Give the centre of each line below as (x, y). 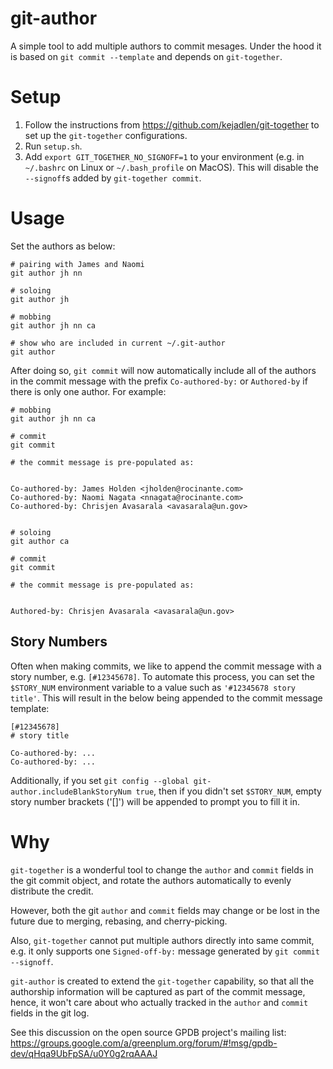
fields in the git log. (50, 1013)
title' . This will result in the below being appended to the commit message (166, 698)
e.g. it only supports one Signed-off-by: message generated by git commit (165, 951)
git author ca (40, 541)
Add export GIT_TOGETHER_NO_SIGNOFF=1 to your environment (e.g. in (164, 156)
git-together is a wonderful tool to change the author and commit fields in (162, 869)
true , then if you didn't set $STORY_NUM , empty (228, 791)
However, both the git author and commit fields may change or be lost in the (165, 910)
